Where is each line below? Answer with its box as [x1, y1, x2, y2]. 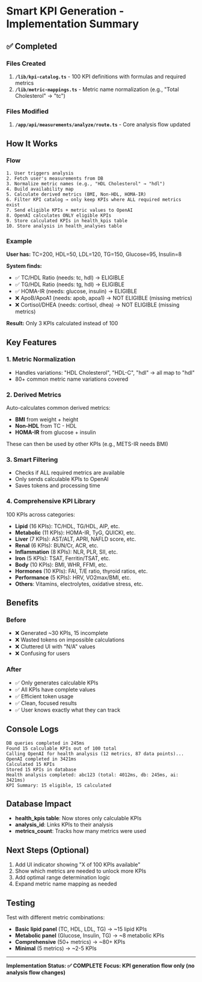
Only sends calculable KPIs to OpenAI [14, 476, 109, 483]
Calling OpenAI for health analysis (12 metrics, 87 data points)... [6, 750, 185, 757]
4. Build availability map [6, 186, 74, 192]
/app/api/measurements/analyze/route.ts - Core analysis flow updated [14, 121, 191, 128]
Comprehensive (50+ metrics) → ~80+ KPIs [14, 938, 126, 945]
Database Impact [6, 799, 72, 809]
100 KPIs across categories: [6, 511, 75, 518]
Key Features [6, 337, 57, 348]
